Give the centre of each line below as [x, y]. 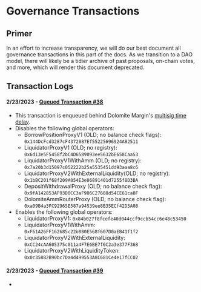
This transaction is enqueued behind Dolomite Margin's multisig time [100, 115]
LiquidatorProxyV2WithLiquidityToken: [72, 250]
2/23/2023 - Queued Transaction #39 [55, 271]
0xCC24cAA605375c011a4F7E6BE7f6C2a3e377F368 [81, 244]
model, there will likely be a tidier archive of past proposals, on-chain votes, [100, 61]
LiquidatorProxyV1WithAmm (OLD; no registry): [83, 160]
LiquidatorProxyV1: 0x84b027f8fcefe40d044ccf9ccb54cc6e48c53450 [105, 218]
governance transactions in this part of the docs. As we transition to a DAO [99, 55]
